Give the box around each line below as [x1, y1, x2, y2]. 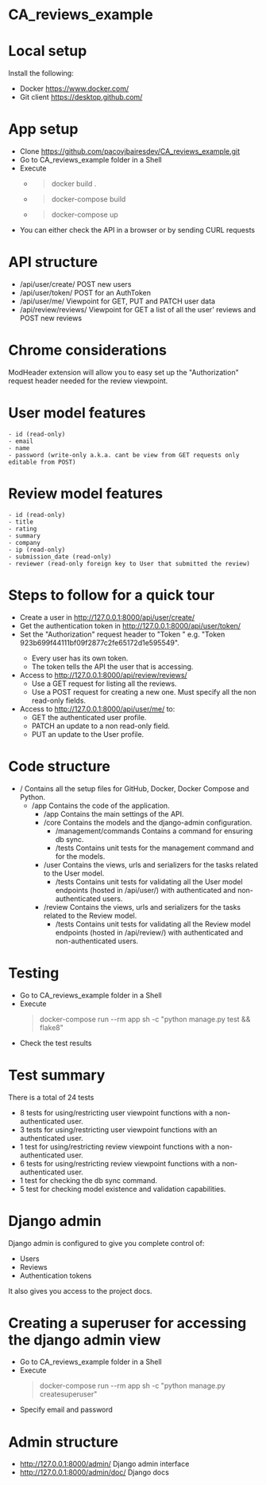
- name [8, 444, 30, 452]
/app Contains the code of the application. [31, 801, 170, 810]
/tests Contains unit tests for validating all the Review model [55, 919, 252, 929]
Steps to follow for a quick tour [8, 586, 215, 604]
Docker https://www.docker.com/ [19, 84, 129, 93]
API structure [8, 253, 98, 272]
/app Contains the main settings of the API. [43, 809, 184, 818]
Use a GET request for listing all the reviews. [31, 679, 177, 688]
